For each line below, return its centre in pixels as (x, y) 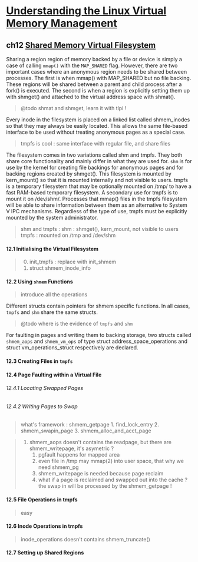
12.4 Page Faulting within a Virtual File (54, 375)
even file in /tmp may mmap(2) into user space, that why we (111, 461)
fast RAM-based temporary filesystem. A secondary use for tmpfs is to (92, 192)
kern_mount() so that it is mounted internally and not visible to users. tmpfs (97, 180)
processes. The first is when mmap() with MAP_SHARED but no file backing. (99, 78)
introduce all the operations (54, 295)
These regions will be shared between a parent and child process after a (94, 84)
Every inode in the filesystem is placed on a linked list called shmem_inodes (98, 120)
